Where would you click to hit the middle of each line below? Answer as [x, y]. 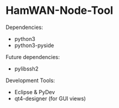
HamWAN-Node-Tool [59, 11]
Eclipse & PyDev [35, 92]
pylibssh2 [26, 68]
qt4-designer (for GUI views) [50, 98]
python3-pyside [34, 45]
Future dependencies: [33, 57]
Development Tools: [30, 80]
